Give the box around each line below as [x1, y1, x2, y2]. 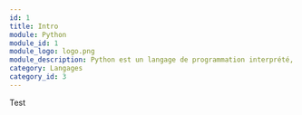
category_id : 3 [9, 72, 67, 81]
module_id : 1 [9, 38, 59, 48]
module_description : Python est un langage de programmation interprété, [9, 55, 295, 64]
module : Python [9, 30, 67, 39]
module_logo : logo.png [9, 47, 95, 56]
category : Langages [9, 64, 83, 73]
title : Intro [9, 22, 59, 31]
